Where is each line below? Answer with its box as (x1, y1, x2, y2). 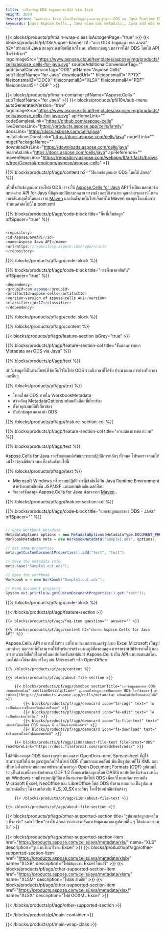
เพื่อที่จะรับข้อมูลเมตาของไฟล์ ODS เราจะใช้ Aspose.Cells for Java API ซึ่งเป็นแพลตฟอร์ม (5, 185, 158, 190)
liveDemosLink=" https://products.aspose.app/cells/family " (5, 124, 124, 129)
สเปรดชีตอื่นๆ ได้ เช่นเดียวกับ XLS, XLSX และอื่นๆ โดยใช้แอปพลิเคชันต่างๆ (5, 786, 127, 792)
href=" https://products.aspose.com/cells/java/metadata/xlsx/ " (5, 887, 131, 893)
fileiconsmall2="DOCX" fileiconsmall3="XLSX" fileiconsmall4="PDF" (5, 77, 144, 83)
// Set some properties (5, 546, 54, 551)
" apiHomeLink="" (68, 113, 105, 119)
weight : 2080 (5, 12, 32, 17)
